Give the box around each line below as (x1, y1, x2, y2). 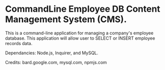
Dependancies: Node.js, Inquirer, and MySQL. (5, 50, 99, 56)
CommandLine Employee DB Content (5, 3, 161, 15)
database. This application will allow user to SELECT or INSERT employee (5, 35, 155, 41)
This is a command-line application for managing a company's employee (5, 30, 154, 36)
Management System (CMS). (5, 14, 127, 25)
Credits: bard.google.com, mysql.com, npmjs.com (5, 59, 108, 65)
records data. (5, 40, 33, 46)
